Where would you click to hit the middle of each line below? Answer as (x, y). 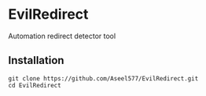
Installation (36, 60)
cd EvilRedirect (35, 85)
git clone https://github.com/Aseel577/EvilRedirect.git (103, 78)
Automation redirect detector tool (62, 36)
